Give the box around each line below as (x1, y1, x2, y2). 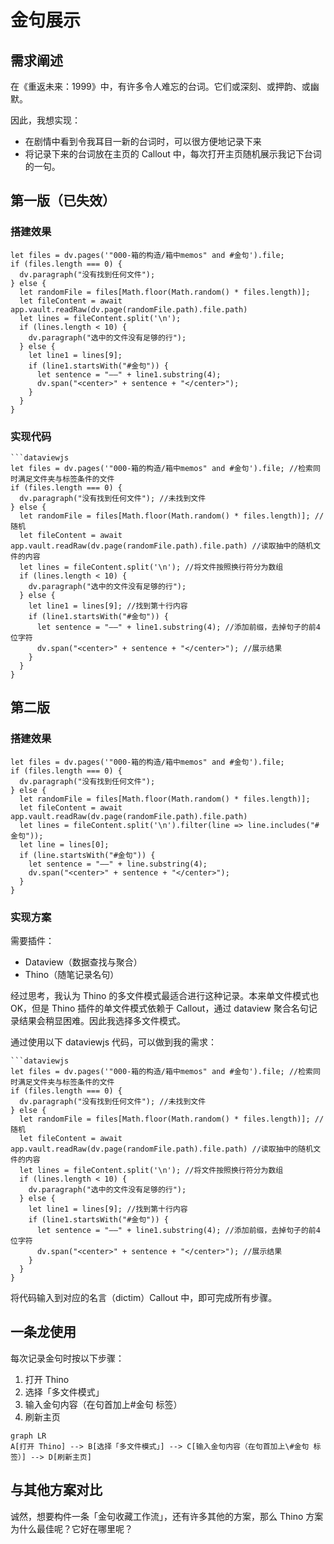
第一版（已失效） (10, 192, 116, 210)
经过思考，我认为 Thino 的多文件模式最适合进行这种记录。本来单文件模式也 (10, 989, 320, 1001)
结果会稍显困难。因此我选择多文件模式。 (18, 1014, 186, 1026)
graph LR (10, 1431, 47, 1441)
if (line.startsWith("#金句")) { (19, 850, 156, 860)
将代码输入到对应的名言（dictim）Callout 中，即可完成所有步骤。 (10, 1291, 278, 1303)
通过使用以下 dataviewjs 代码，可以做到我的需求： (10, 1036, 218, 1048)
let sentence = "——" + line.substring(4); (28, 859, 208, 869)
